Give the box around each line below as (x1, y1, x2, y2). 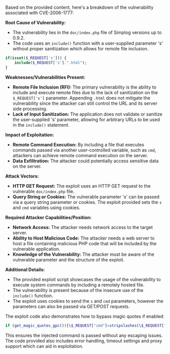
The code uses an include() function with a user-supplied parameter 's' (12, 40, 163, 46)
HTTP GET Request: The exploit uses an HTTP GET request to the (12, 183, 151, 189)
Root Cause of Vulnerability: (5, 20, 66, 25)
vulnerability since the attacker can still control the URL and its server (12, 100, 158, 106)
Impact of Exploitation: (5, 132, 54, 138)
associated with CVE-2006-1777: (5, 10, 74, 16)
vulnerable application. (12, 246, 61, 252)
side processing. (12, 105, 48, 111)
